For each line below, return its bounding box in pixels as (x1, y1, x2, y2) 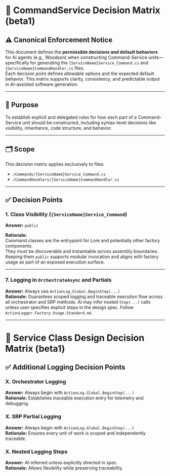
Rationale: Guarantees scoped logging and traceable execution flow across (5, 294, 163, 300)
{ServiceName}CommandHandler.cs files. (5, 65, 85, 71)
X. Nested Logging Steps (5, 448, 68, 455)
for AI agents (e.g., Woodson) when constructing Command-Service (5, 54, 148, 60)
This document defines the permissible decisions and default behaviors (5, 49, 158, 55)
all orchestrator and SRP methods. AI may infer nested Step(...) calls (5, 299, 151, 305)
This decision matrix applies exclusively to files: (5, 161, 105, 167)
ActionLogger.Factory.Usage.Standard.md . (5, 309, 93, 316)
